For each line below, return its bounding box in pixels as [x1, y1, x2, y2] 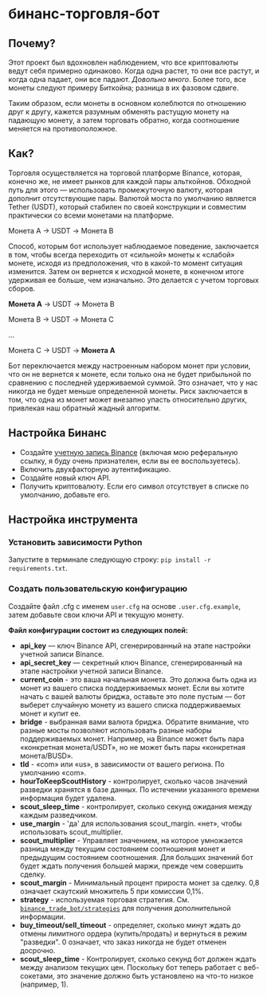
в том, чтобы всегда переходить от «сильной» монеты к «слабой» [8, 249, 235, 259]
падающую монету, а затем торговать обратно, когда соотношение [8, 116, 240, 124]
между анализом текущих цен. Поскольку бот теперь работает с [19, 962, 242, 972]
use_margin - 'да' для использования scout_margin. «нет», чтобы [19, 818, 242, 828]
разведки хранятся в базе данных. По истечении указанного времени [19, 784, 260, 794]
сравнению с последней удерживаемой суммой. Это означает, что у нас [8, 378, 258, 387]
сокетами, [19, 971, 56, 980]
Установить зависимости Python [8, 536, 143, 548]
